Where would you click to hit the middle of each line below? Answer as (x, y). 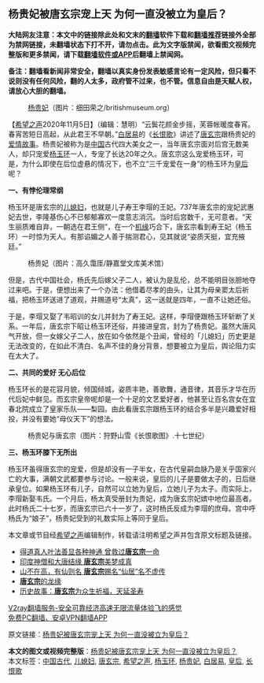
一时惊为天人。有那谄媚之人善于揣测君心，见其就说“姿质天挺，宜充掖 (134, 236)
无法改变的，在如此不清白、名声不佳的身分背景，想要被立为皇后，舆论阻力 (128, 346)
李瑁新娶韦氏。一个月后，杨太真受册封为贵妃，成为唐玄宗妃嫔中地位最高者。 (132, 498)
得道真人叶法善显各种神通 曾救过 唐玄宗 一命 (89, 551)
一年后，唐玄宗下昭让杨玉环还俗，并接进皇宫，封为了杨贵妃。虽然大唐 (135, 326)
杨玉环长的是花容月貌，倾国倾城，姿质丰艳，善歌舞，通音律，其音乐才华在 (128, 389)
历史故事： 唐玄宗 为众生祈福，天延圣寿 (81, 591)
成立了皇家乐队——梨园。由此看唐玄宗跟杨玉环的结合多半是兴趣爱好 (139, 409)
